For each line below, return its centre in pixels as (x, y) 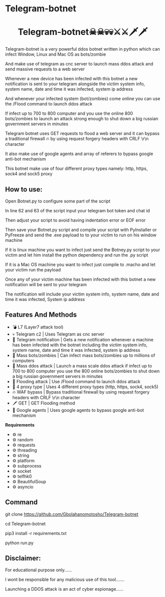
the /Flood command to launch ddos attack (49, 104)
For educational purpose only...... (39, 570)
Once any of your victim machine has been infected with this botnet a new (81, 279)
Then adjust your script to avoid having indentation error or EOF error (76, 220)
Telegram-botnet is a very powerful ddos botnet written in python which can (82, 49)
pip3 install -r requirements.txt (36, 533)
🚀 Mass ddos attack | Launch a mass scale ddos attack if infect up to (82, 365)
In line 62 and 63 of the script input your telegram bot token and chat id (78, 210)
